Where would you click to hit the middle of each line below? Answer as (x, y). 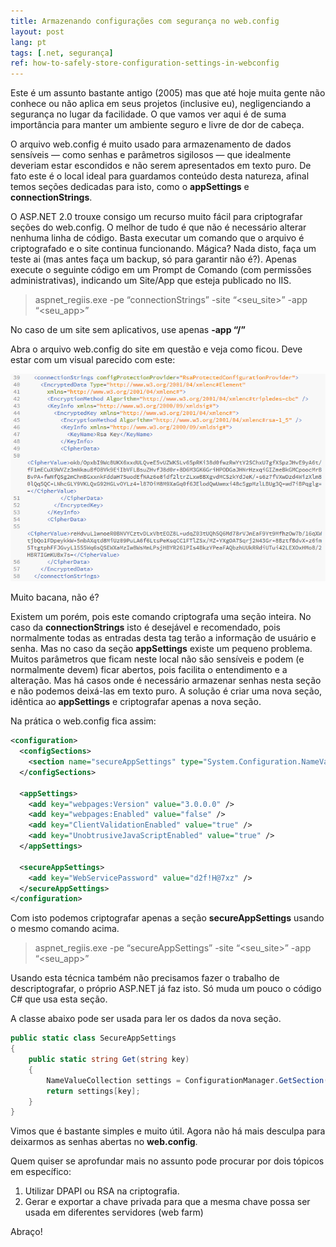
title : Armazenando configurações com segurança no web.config (145, 21)
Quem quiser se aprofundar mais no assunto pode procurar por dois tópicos (167, 1161)
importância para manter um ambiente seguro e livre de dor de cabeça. (157, 125)
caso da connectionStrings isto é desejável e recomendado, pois (145, 627)
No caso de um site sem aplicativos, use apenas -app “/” (128, 330)
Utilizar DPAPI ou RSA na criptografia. (102, 1191)
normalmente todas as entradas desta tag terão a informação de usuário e (163, 638)
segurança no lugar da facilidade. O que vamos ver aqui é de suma (148, 114)
